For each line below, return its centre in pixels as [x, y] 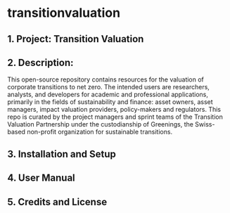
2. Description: [40, 62]
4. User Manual [41, 178]
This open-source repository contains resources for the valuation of [106, 79]
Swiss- [205, 124]
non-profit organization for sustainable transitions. [100, 132]
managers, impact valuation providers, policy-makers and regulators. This [114, 110]
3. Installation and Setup [62, 154]
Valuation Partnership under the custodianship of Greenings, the [100, 124]
